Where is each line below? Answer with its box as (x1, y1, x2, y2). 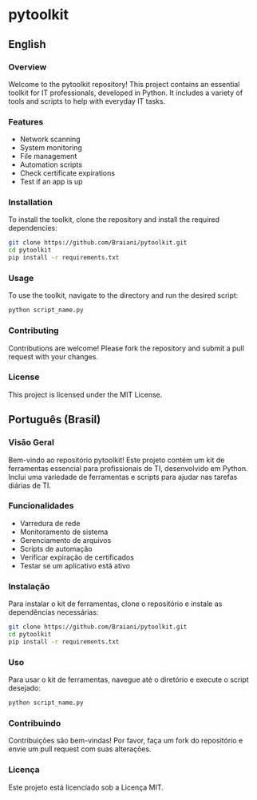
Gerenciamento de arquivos (19, 535, 112, 545)
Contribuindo (8, 717, 61, 728)
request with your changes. (8, 351, 98, 361)
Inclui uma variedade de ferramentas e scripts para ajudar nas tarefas (8, 472, 238, 481)
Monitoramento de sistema (19, 527, 109, 537)
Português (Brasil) (8, 413, 101, 426)
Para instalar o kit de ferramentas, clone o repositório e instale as (8, 599, 223, 608)
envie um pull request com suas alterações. (8, 744, 152, 754)
